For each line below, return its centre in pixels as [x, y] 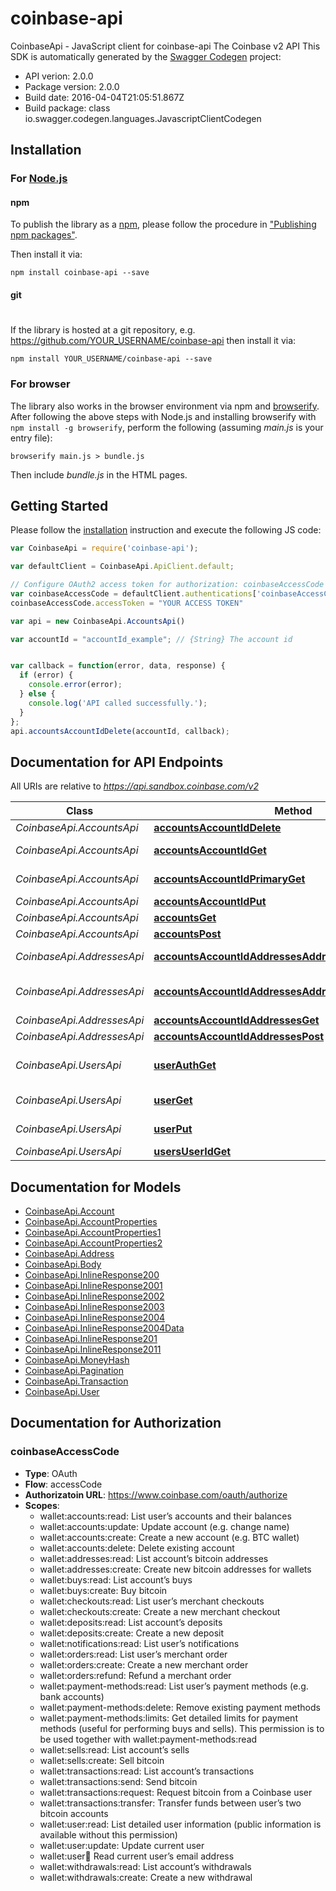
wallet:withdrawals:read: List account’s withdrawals [145, 1866]
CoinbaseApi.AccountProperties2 [93, 1243]
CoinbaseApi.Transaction [76, 1381]
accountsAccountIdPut [210, 902]
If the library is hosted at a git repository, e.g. [103, 330]
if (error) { [46, 675]
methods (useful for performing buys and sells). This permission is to [182, 1728]
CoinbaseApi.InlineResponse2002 [94, 1296]
